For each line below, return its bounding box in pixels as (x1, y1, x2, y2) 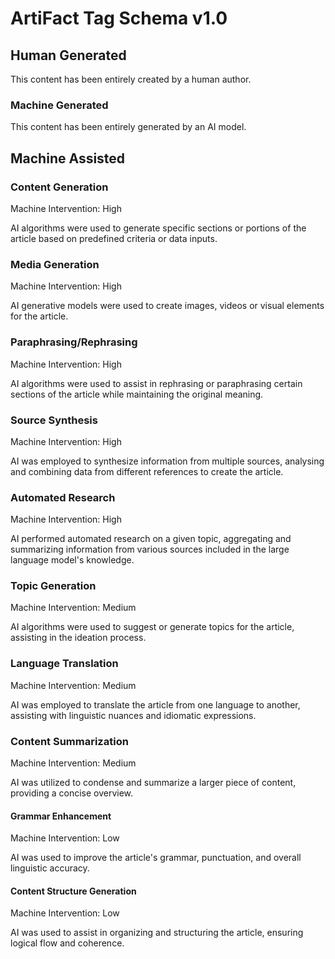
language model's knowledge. (10, 554, 135, 566)
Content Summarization (10, 734, 129, 748)
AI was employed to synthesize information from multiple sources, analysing (10, 455, 325, 467)
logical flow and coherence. (10, 937, 125, 949)
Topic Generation (10, 579, 97, 593)
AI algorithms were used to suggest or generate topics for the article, (10, 621, 295, 633)
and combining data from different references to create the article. (10, 465, 284, 477)
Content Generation (10, 180, 109, 194)
